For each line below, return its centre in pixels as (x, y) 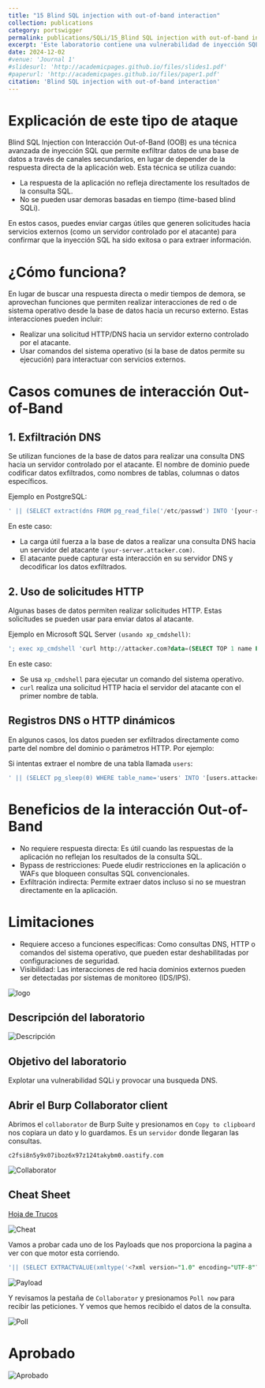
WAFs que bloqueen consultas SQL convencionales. (105, 873)
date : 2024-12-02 (37, 52)
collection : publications (50, 23)
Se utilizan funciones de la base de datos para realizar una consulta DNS (127, 456)
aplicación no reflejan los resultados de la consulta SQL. (111, 857)
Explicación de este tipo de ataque (123, 120)
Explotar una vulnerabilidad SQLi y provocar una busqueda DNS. (113, 1080)
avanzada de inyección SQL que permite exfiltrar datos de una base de (123, 151)
